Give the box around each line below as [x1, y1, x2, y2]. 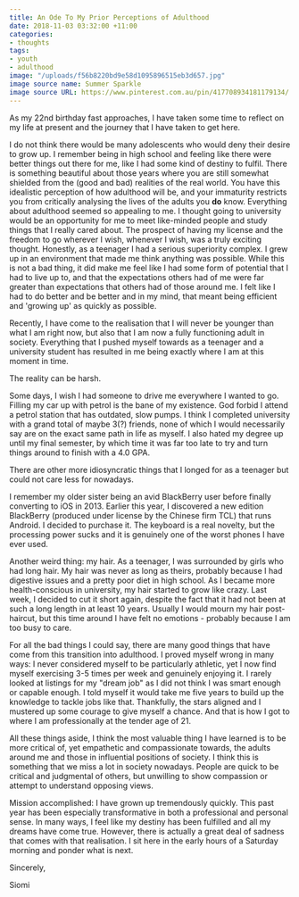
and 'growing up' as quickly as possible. [9, 300, 157, 311]
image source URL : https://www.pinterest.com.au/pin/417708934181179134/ [9, 87, 290, 96]
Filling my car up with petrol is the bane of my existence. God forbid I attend [9, 399, 288, 411]
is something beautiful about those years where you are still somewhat [9, 167, 270, 179]
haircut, [9, 612, 37, 623]
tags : [9, 46, 29, 55]
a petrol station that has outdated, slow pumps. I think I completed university [9, 409, 291, 419]
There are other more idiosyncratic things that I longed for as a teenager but [9, 464, 289, 475]
